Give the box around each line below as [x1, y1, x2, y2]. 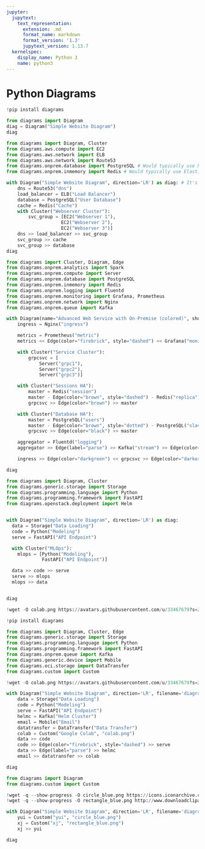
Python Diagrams [6, 86, 96, 100]
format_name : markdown [22, 32, 81, 38]
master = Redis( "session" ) [28, 389, 97, 395]
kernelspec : [12, 49, 43, 55]
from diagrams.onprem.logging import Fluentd [6, 287, 124, 294]
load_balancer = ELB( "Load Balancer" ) [17, 191, 116, 197]
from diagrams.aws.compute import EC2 [6, 146, 105, 152]
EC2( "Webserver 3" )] [60, 225, 113, 231]
